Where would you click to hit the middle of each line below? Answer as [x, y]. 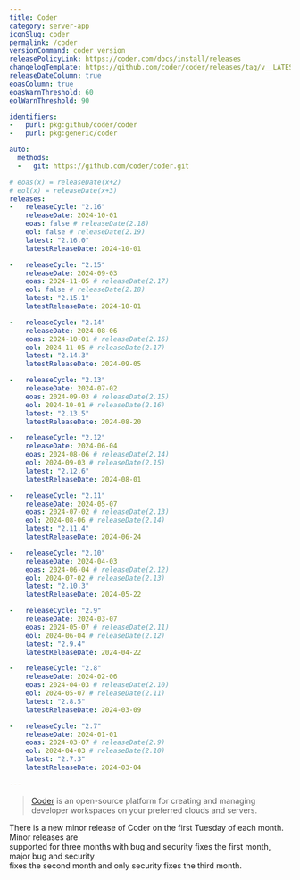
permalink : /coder [43, 42]
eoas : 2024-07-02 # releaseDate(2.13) [97, 512]
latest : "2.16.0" [58, 240]
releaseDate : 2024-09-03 [71, 273]
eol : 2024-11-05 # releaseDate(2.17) [96, 348]
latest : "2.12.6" [58, 471]
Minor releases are [44, 837]
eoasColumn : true [42, 84]
